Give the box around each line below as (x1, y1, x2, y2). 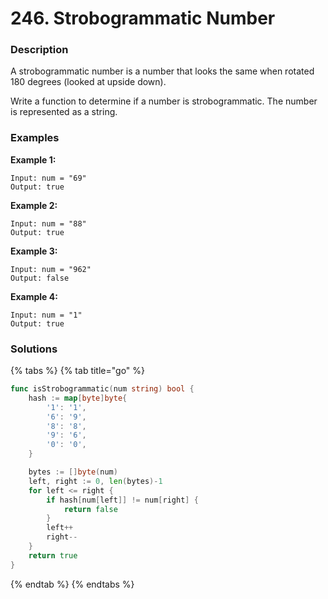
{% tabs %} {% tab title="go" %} (10, 365, 146, 377)
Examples (10, 131, 60, 145)
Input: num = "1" (10, 310, 83, 320)
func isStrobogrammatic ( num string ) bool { (10, 384, 195, 394)
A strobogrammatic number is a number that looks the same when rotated (10, 65, 315, 77)
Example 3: (10, 245, 58, 257)
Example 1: (10, 153, 57, 166)
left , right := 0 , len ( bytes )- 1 (28, 476, 163, 486)
